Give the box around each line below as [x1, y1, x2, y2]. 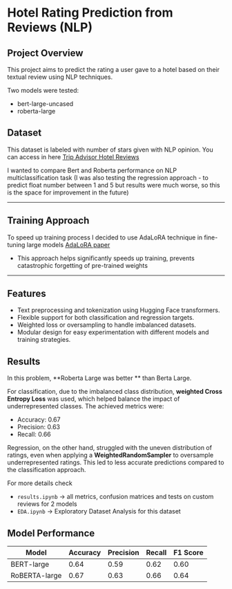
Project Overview [7, 47, 84, 59]
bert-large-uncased [17, 100, 74, 108]
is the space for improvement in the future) [7, 188, 129, 197]
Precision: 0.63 [17, 423, 61, 431]
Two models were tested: [7, 87, 79, 94]
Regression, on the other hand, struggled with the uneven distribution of [7, 444, 213, 452]
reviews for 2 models [17, 500, 77, 508]
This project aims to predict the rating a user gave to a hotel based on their [7, 66, 220, 73]
